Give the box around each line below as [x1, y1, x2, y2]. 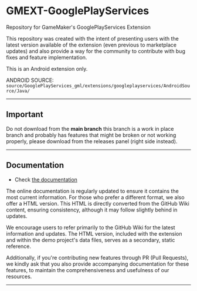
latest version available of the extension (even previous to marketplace [6, 41, 177, 48]
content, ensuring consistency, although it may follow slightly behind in [6, 206, 178, 213]
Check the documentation [14, 176, 78, 183]
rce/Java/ [6, 88, 30, 94]
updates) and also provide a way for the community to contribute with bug [6, 47, 186, 54]
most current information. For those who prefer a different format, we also [6, 193, 185, 201]
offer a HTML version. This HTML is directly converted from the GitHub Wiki [6, 200, 189, 207]
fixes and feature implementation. [6, 54, 87, 61]
